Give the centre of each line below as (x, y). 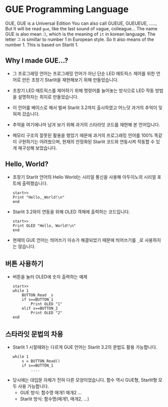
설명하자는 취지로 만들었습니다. (48, 96)
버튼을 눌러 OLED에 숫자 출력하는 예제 (50, 277)
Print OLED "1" (47, 304)
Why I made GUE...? (37, 61)
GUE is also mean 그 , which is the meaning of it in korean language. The (80, 34)
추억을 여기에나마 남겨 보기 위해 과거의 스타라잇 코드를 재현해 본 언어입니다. (86, 124)
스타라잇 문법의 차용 (34, 334)
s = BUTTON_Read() (41, 361)
